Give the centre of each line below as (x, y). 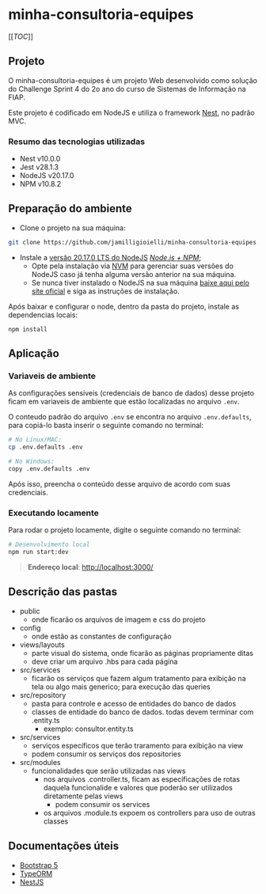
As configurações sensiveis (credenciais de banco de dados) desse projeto (131, 393)
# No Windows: (32, 462)
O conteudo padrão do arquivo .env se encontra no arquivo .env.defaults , (130, 417)
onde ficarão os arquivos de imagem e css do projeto (118, 619)
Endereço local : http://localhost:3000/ (90, 566)
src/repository (43, 695)
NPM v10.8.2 (40, 184)
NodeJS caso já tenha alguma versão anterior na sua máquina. (134, 274)
